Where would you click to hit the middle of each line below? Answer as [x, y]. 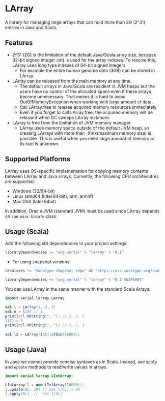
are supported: [20, 181]
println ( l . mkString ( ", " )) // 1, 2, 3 [45, 316]
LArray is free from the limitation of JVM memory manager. [72, 123]
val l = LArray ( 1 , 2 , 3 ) [30, 307]
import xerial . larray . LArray [35, 298]
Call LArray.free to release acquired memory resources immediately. [89, 107]
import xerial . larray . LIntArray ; [39, 376]
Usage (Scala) [27, 231]
